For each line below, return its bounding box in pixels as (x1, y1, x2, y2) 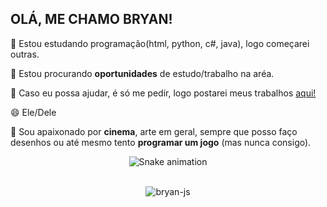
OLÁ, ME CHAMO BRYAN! (10, 11, 173, 28)
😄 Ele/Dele (10, 106, 57, 118)
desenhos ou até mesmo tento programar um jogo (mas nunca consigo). (10, 136, 312, 148)
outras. (10, 48, 40, 60)
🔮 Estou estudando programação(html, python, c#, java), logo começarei (10, 37, 310, 49)
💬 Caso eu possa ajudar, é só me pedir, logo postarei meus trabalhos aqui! (10, 87, 317, 99)
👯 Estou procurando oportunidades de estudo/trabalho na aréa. (10, 67, 275, 79)
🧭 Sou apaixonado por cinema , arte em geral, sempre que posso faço (10, 125, 298, 137)
